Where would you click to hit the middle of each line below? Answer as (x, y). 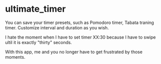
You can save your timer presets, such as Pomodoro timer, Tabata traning (80, 22)
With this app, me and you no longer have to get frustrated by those (74, 52)
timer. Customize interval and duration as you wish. (57, 27)
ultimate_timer (35, 9)
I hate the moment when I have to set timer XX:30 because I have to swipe (80, 37)
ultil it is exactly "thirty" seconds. (39, 42)
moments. (15, 57)
